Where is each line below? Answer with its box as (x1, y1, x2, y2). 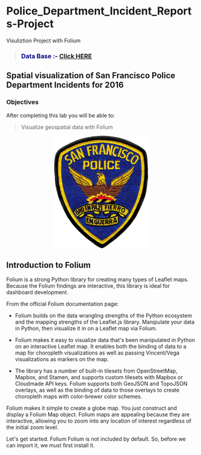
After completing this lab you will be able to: (6, 111, 116, 119)
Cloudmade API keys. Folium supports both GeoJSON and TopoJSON (14, 380, 188, 388)
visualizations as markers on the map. (14, 356, 110, 363)
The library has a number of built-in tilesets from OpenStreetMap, (14, 367, 178, 374)
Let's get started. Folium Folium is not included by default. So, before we (6, 435, 187, 443)
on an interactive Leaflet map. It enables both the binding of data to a (14, 343, 187, 350)
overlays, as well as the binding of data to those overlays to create (14, 386, 179, 394)
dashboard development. (6, 289, 69, 296)
